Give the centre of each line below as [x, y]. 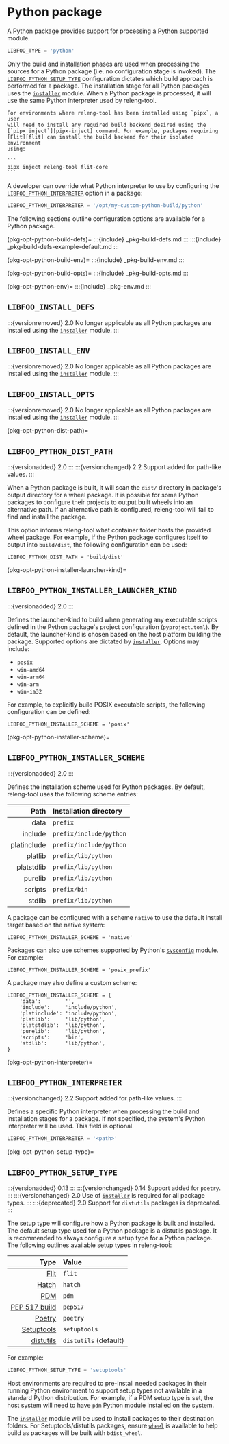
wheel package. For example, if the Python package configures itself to [108, 537]
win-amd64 [31, 670]
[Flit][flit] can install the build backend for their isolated [100, 137]
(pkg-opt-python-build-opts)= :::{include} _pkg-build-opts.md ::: [98, 273]
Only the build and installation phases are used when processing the [103, 64]
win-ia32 [29, 691]
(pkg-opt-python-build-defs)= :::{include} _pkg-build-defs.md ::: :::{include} [114, 239]
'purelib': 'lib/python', [63, 1031]
